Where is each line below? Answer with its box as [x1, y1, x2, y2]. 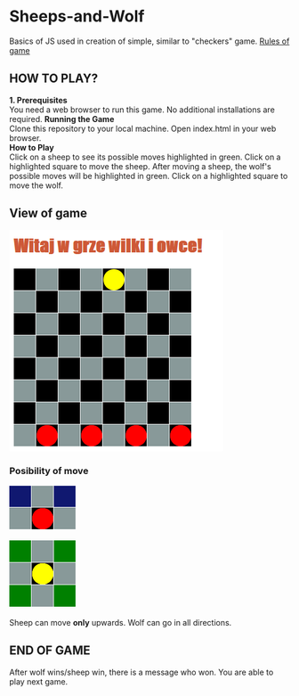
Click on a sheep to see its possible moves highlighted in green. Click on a [9, 151, 281, 162]
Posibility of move [9, 465, 89, 478]
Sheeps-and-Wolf [9, 6, 145, 27]
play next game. [9, 676, 69, 687]
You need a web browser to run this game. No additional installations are [9, 104, 276, 115]
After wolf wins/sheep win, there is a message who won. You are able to [9, 667, 274, 677]
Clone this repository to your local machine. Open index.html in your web [9, 123, 277, 134]
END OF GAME [9, 643, 91, 659]
